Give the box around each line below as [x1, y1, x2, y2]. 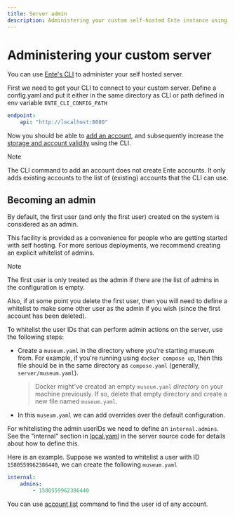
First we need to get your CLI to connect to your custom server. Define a [7, 83, 217, 92]
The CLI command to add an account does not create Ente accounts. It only [7, 166, 226, 175]
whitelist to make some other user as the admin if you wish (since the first [7, 305, 221, 312]
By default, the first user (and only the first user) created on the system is [7, 213, 220, 221]
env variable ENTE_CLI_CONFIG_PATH [7, 99, 107, 107]
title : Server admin [7, 10, 68, 18]
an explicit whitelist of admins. [7, 248, 95, 257]
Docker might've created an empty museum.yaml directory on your [34, 382, 223, 390]
